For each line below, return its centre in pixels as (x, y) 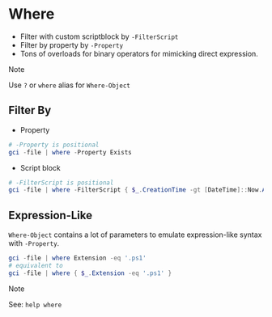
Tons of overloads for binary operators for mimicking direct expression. (139, 53)
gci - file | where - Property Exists (70, 152)
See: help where (35, 304)
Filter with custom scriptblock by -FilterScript (99, 36)
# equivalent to (36, 265)
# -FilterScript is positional (61, 183)
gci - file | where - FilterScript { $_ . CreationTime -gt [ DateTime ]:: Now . (136, 190)
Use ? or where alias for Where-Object (70, 85)
